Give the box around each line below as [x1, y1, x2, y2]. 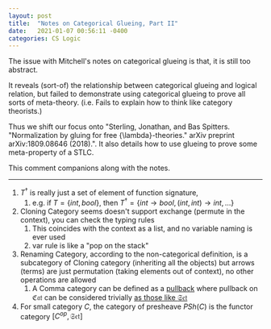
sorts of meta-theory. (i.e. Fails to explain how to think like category [8, 98, 233, 107]
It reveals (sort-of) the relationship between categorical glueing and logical [8, 81, 257, 90]
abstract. [8, 65, 39, 75]
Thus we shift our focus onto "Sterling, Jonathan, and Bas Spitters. [8, 122, 231, 131]
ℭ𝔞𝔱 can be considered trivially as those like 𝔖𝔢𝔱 [31, 292, 188, 302]
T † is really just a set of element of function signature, [19, 186, 199, 198]
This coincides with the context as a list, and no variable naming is [31, 223, 252, 233]
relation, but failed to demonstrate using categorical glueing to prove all [8, 90, 246, 99]
